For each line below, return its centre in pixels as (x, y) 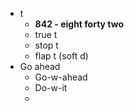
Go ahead (40, 66)
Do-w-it (51, 87)
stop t (46, 45)
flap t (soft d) (61, 56)
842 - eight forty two (79, 24)
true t (46, 34)
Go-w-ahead (61, 77)
